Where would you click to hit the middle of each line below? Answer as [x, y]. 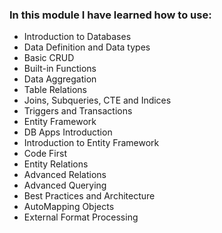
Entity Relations [56, 164]
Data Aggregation [60, 79]
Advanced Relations [65, 175]
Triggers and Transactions [78, 111]
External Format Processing [81, 217]
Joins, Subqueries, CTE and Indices [97, 100]
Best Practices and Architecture [89, 196]
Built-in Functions [60, 69]
